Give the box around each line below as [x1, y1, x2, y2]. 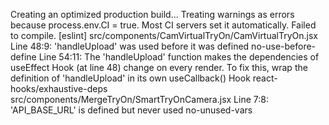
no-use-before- [251, 40, 317, 52]
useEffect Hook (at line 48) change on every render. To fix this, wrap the [10, 62, 308, 73]
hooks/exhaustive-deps [10, 83, 108, 94]
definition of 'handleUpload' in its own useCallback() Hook [10, 72, 251, 84]
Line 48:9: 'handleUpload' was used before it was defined [10, 40, 250, 52]
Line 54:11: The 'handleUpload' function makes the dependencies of [38, 51, 320, 63]
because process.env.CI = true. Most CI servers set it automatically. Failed [10, 19, 317, 31]
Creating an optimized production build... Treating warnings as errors [10, 9, 295, 20]
